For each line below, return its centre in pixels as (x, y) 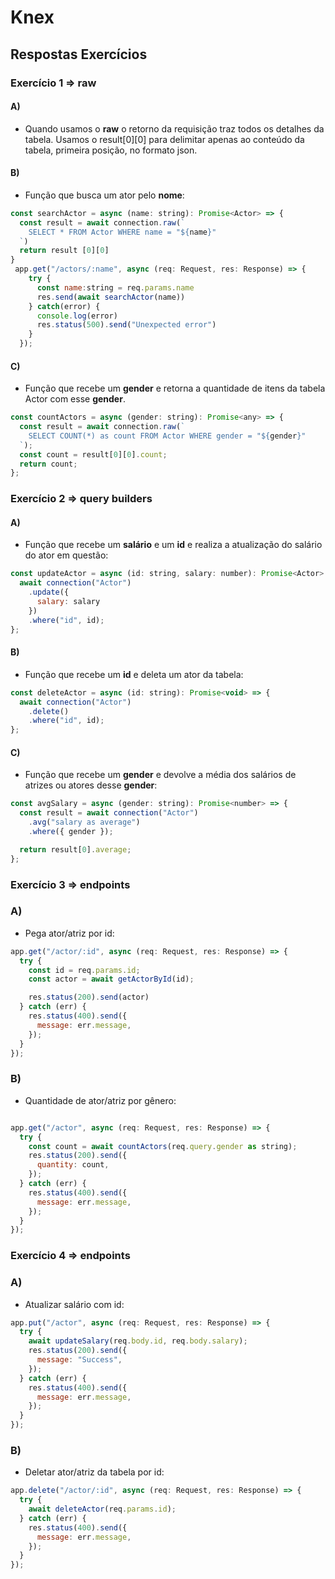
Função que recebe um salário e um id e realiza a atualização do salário (173, 545)
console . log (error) (77, 316)
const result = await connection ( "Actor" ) (109, 813)
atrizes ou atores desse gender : (91, 785)
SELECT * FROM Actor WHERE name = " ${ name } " (122, 232)
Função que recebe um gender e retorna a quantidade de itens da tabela (175, 388)
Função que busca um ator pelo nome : (104, 195)
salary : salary (68, 602)
